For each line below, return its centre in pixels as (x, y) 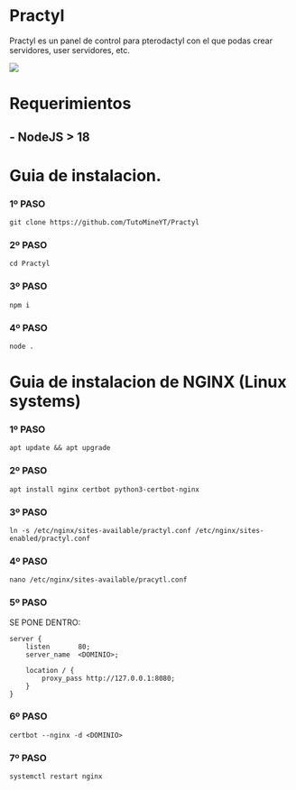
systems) (45, 401)
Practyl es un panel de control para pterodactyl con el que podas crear (141, 41)
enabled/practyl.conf (50, 538)
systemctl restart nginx (56, 776)
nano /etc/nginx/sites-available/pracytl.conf (98, 580)
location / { (50, 670)
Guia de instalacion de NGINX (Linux (148, 382)
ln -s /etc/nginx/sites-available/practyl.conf (101, 530)
